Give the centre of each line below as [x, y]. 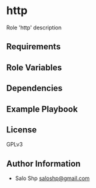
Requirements [33, 47]
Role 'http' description [34, 27]
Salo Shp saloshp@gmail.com [52, 178]
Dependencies [34, 88]
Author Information [43, 163]
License [22, 130]
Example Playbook [42, 109]
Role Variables [34, 67]
